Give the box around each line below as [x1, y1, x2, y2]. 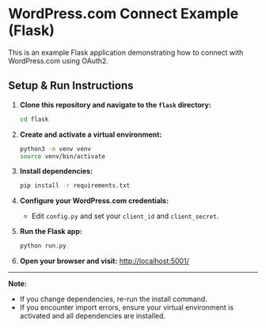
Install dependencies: [19, 167, 93, 176]
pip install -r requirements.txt [19, 182, 131, 190]
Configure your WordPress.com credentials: [19, 196, 169, 205]
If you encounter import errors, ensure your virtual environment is [19, 303, 234, 312]
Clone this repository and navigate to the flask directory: [19, 100, 211, 109]
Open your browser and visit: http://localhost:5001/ [19, 256, 190, 266]
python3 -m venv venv [19, 145, 92, 153]
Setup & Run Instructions [8, 79, 134, 92]
